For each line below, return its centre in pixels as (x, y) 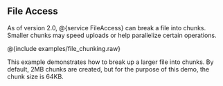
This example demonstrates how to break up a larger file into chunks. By (110, 62)
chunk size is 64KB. (35, 76)
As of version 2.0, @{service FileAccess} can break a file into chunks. (107, 28)
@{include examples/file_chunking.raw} (64, 48)
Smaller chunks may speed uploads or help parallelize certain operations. (112, 35)
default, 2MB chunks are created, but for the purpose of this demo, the (108, 69)
